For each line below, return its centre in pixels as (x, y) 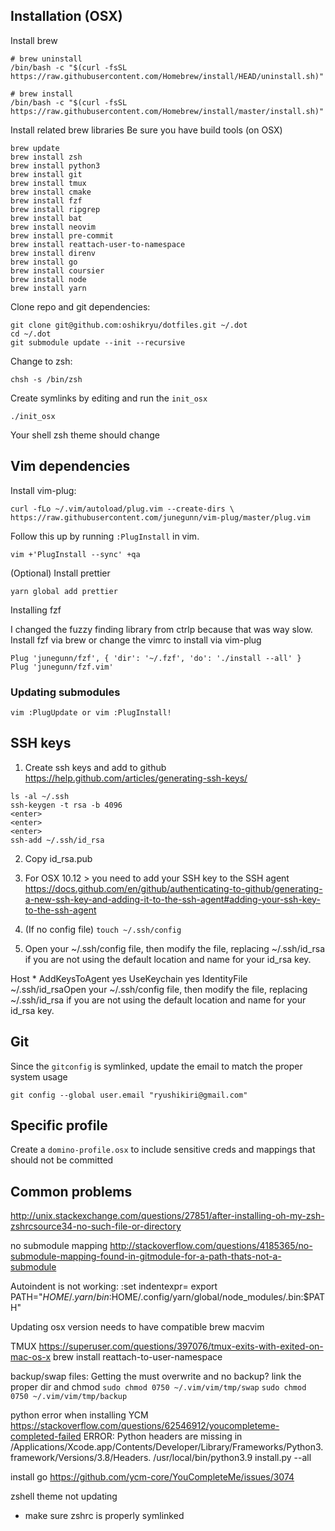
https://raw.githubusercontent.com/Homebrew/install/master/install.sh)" (167, 111)
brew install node (48, 279)
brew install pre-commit (62, 235)
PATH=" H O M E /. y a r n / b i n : (61, 1297)
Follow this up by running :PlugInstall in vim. (105, 536)
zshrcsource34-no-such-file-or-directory (96, 1226)
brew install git (46, 174)
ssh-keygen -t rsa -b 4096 (66, 805)
